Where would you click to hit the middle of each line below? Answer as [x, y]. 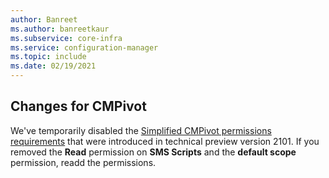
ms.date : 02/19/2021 [53, 66]
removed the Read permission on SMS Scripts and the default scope [153, 152]
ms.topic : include [48, 57]
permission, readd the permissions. [83, 162]
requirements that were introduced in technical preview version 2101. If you [165, 141]
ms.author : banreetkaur [60, 29]
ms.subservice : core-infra [66, 38]
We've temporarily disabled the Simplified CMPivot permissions [141, 130]
